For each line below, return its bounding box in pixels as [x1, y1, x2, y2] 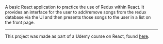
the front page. [5, 19, 35, 25]
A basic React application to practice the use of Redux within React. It [5, 4, 145, 10]
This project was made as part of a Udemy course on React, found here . [5, 33, 149, 39]
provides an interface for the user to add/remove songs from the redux [5, 9, 147, 15]
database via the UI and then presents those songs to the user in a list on [5, 15, 151, 20]
